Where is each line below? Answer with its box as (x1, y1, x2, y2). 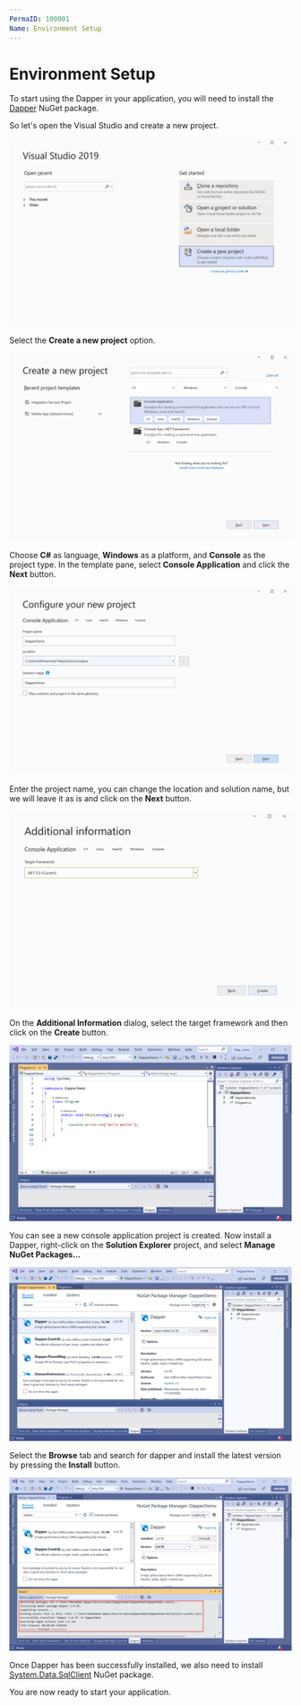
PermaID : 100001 (9, 14, 70, 23)
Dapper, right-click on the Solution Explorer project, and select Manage (9, 1239, 276, 1251)
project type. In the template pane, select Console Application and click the (9, 559, 290, 570)
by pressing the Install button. (9, 1459, 121, 1470)
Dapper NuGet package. (9, 103, 99, 114)
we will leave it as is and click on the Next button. (9, 792, 193, 803)
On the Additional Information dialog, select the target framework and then (9, 1017, 288, 1028)
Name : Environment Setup (9, 23, 102, 33)
